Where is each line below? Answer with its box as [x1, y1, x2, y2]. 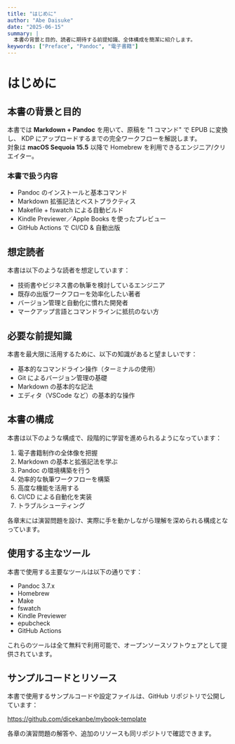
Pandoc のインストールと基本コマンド [17, 188, 128, 197]
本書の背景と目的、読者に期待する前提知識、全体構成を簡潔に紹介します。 [13, 37, 196, 44]
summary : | [7, 30, 39, 37]
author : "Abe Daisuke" [7, 17, 74, 24]
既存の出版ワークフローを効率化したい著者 [17, 289, 141, 299]
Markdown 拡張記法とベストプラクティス [17, 197, 136, 206]
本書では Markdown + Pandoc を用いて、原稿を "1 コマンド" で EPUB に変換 [7, 126, 228, 133]
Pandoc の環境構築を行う [17, 466, 91, 474]
